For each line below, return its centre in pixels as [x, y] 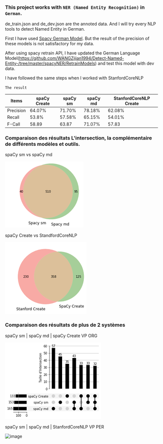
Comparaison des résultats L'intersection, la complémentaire [79, 138]
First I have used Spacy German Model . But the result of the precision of [77, 38]
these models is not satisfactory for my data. [50, 44]
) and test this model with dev [124, 63]
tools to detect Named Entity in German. [45, 29]
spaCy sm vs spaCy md [29, 155]
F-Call [14, 124]
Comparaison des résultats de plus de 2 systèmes [65, 325]
